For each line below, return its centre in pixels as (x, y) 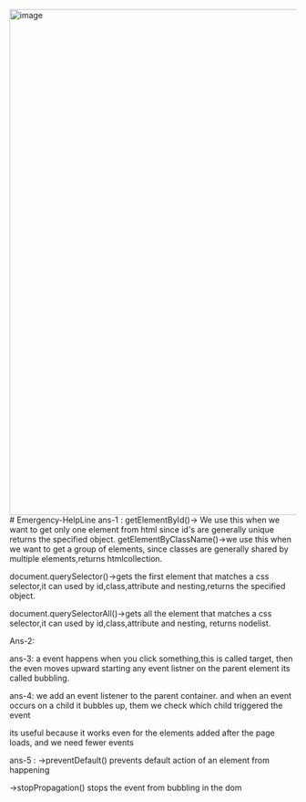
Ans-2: (22, 641)
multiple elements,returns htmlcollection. (86, 559)
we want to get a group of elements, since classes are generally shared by (149, 549)
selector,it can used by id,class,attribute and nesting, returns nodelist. (140, 623)
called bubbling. (40, 678)
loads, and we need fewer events (71, 743)
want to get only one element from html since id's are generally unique (142, 529)
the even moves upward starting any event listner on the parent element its (150, 668)
